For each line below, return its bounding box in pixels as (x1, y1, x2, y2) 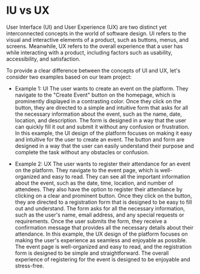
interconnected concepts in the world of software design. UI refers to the (6, 29, 187, 37)
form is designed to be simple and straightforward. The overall (14, 249, 169, 257)
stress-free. (14, 262, 44, 269)
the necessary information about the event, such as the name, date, (14, 110, 182, 118)
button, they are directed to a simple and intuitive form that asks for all (14, 104, 189, 111)
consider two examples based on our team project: (6, 73, 132, 80)
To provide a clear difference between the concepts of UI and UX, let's (6, 67, 181, 74)
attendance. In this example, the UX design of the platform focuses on (14, 230, 188, 237)
